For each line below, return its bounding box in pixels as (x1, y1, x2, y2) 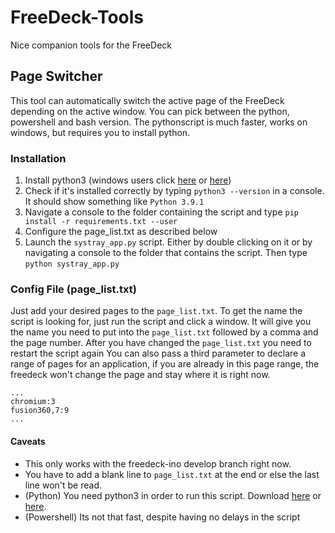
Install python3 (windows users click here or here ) (24, 174, 232, 186)
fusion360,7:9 (10, 406, 70, 416)
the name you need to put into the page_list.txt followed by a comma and (10, 326, 319, 338)
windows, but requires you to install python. (10, 126, 191, 138)
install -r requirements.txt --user (24, 217, 178, 227)
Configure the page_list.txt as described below (24, 226, 218, 238)
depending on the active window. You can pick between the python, (10, 105, 290, 117)
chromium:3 (10, 397, 56, 407)
